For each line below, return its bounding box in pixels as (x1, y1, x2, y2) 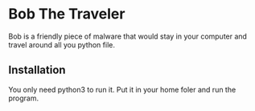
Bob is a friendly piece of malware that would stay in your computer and (8, 31, 248, 41)
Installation (8, 64, 66, 77)
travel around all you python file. (8, 39, 115, 49)
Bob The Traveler (8, 5, 125, 23)
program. (8, 93, 39, 103)
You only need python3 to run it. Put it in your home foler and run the (8, 84, 236, 94)
